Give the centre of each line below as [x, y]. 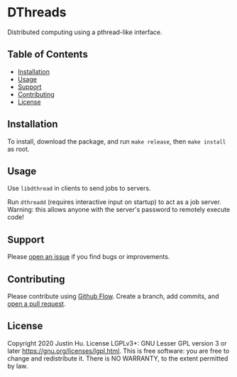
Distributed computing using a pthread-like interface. [85, 32]
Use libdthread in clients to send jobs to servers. [79, 188]
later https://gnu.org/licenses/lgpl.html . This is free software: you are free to [118, 351]
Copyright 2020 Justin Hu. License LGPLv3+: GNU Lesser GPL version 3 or [117, 343]
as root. [18, 149]
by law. [18, 366]
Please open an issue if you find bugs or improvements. [89, 257]
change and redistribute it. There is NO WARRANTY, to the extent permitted [118, 358]
